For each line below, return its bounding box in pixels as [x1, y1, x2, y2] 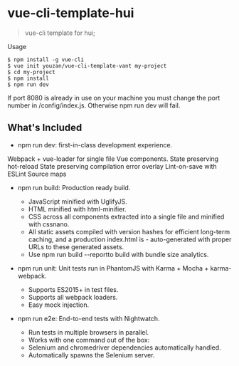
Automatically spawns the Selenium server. [28, 350, 155, 359]
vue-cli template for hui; [24, 28, 96, 37]
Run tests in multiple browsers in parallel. [28, 328, 149, 336]
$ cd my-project [7, 68, 55, 75]
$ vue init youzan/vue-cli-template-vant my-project [7, 62, 167, 69]
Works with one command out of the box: [28, 335, 150, 344]
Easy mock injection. [28, 300, 90, 309]
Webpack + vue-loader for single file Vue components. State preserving [7, 155, 219, 163]
